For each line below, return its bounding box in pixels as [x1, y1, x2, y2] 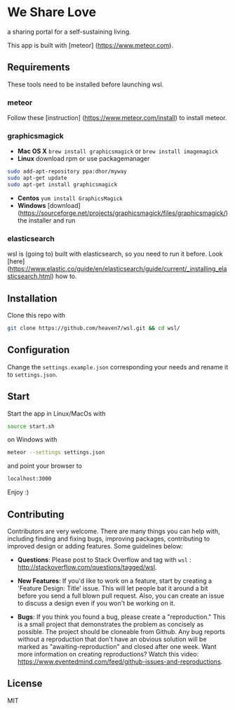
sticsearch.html [7, 272, 52, 281]
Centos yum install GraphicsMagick [17, 194, 123, 202]
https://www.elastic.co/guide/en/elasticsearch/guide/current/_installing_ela [9, 265, 227, 273]
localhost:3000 [7, 475, 52, 482]
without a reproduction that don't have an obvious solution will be [17, 635, 207, 643]
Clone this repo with [7, 311, 65, 320]
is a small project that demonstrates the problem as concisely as [17, 620, 204, 629]
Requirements [7, 61, 70, 74]
